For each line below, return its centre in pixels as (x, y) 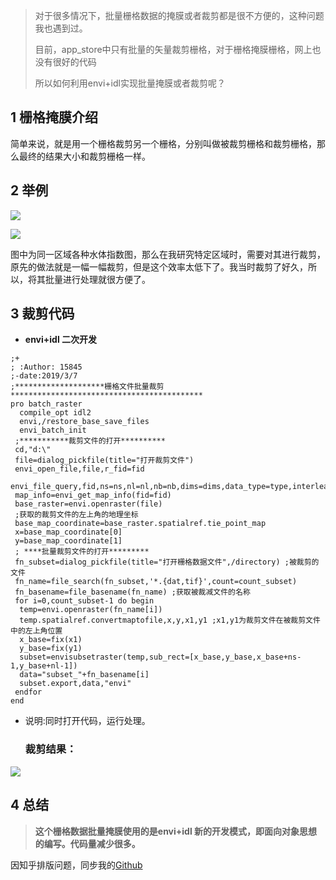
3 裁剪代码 (42, 314)
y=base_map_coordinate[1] (68, 541)
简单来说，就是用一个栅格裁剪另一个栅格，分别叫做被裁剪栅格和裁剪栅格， (163, 143)
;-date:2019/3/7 (44, 376)
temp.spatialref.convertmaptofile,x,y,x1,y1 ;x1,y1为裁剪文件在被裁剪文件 (170, 620)
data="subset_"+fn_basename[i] (84, 675)
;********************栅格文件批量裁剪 (87, 387)
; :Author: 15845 (46, 367)
